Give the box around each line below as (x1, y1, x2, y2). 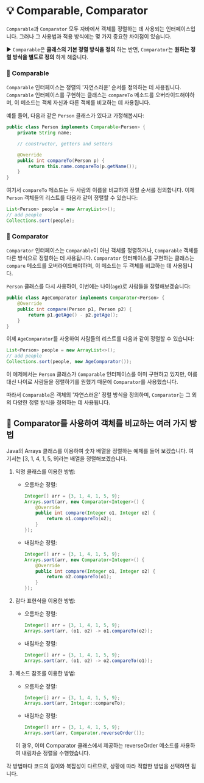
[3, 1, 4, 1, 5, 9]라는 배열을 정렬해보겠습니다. (22, 455, 127, 462)
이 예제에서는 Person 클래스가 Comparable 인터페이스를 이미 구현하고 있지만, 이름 (6, 370, 198, 378)
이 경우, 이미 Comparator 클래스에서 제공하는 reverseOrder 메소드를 (15, 742, 180, 749)
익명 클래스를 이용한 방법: (15, 468, 76, 475)
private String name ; (17, 130, 72, 136)
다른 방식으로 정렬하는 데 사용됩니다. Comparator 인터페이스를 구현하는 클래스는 (6, 254, 195, 262)
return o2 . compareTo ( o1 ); (46, 574, 112, 580)
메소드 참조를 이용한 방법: (15, 669, 76, 677)
